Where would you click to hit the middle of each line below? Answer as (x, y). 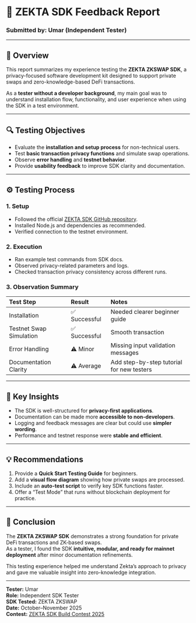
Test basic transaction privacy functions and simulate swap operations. (102, 154)
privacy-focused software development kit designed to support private (91, 76)
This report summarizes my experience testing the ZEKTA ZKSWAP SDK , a (96, 70)
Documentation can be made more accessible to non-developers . (94, 417)
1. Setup (17, 206)
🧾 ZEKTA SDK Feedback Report (83, 12)
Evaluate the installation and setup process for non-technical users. (97, 147)
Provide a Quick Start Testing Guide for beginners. (76, 473)
